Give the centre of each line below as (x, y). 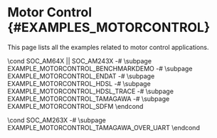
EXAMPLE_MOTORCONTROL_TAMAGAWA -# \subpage (89, 99)
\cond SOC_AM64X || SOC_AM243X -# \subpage (79, 60)
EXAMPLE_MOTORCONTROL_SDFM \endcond (75, 106)
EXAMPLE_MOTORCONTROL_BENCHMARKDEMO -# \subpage (100, 68)
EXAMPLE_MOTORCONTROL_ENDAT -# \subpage (81, 76)
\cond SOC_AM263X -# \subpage (57, 120)
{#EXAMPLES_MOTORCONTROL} (109, 27)
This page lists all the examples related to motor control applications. (108, 47)
